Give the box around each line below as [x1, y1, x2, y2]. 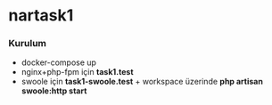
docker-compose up [21, 57, 97, 68]
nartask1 [8, 5, 74, 26]
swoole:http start [21, 85, 87, 96]
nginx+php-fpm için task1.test [21, 67, 135, 77]
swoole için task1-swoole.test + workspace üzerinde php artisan [21, 77, 264, 87]
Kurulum [8, 37, 46, 50]
